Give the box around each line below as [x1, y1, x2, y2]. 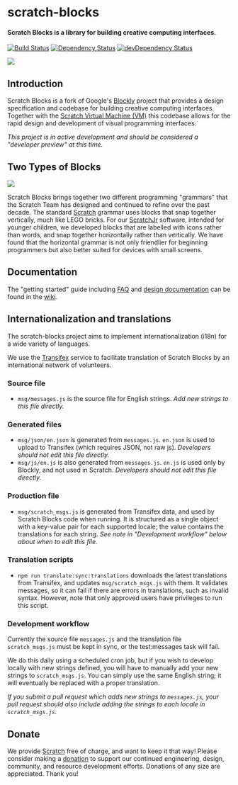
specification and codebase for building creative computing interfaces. [7, 104, 215, 113]
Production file [7, 491, 59, 501]
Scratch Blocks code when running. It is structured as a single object [17, 514, 219, 523]
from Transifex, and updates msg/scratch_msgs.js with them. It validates [17, 578, 228, 587]
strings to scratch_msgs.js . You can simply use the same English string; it [7, 671, 222, 680]
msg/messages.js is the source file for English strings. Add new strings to [17, 394, 229, 402]
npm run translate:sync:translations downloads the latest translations [17, 571, 227, 580]
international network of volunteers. [7, 361, 112, 369]
